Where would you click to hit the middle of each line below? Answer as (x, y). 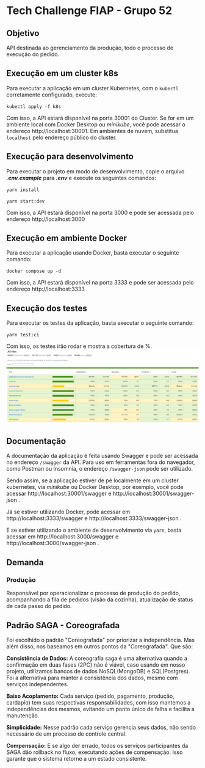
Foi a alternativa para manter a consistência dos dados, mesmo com (92, 678)
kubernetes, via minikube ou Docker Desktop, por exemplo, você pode (95, 487)
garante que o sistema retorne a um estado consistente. (77, 758)
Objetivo (23, 33)
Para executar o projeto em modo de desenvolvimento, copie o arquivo (95, 171)
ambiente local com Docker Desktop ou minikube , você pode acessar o (96, 124)
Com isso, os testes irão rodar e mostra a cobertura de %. (79, 346)
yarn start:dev (26, 201)
